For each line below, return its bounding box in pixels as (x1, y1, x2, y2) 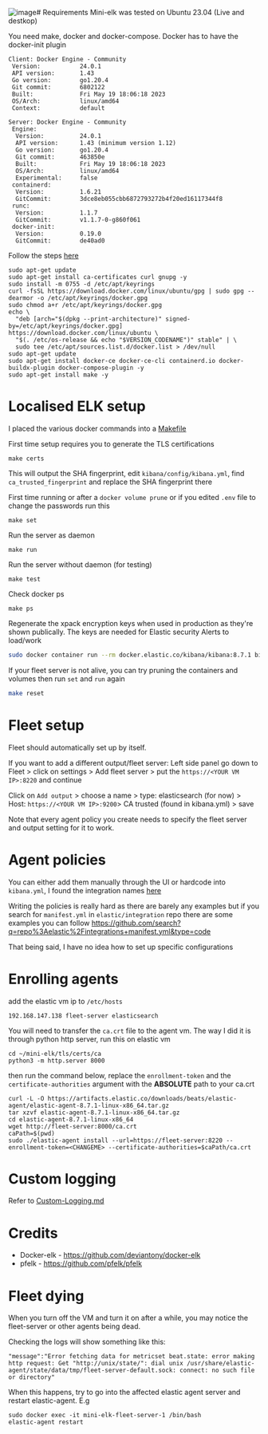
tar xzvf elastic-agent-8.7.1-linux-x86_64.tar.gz (8, 1109, 180, 1117)
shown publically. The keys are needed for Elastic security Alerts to (8, 627, 230, 636)
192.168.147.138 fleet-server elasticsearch (8, 1011, 159, 1020)
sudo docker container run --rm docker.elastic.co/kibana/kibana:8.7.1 (8, 651, 251, 659)
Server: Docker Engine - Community (8, 118, 127, 126)
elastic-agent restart (8, 1418, 84, 1427)
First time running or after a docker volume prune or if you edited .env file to (8, 492, 257, 502)
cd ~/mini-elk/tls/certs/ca (8, 1050, 102, 1058)
